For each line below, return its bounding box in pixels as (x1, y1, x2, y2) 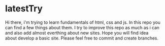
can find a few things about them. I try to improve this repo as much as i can (5, 24, 160, 30)
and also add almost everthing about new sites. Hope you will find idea (5, 30, 149, 36)
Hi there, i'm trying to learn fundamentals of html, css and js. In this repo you (5, 19, 161, 25)
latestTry (5, 3, 43, 14)
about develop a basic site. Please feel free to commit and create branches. (5, 35, 159, 41)
